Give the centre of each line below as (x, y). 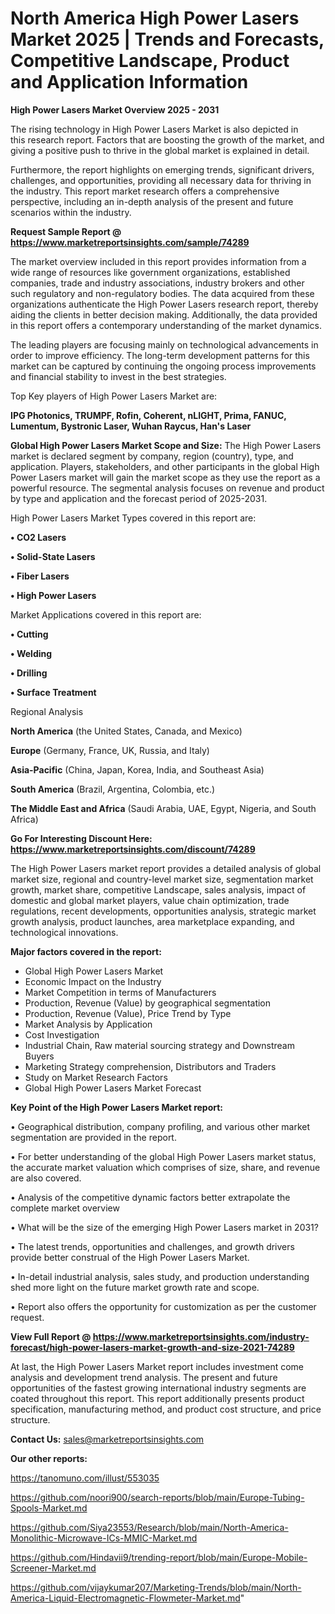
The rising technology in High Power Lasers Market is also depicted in (154, 129)
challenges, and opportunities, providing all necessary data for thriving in (161, 180)
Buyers (39, 1056)
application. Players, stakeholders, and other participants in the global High (165, 466)
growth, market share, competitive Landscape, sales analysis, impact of (158, 889)
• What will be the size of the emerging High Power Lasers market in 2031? (164, 1227)
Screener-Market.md (53, 1568)
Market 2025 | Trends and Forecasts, (167, 39)
